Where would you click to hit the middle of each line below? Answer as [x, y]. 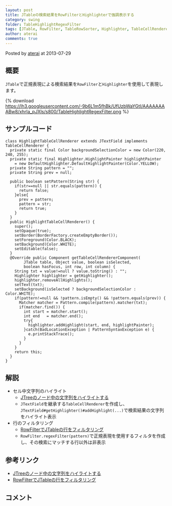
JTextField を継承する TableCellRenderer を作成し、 [74, 404]
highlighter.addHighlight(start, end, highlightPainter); [91, 325]
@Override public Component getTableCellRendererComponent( [75, 258]
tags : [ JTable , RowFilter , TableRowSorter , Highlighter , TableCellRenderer [88, 29]
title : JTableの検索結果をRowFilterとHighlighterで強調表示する [70, 15]
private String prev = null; [41, 172]
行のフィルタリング [33, 423]
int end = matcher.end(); [53, 316]
